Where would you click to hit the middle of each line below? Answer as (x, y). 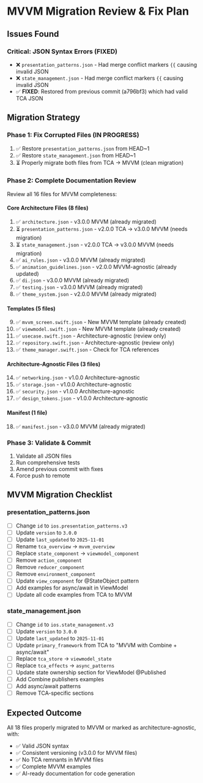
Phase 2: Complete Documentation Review (72, 181)
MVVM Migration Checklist (60, 495)
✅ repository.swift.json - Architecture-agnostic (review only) (95, 343)
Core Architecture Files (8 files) (48, 208)
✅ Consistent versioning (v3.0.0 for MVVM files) (76, 753)
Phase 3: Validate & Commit (49, 442)
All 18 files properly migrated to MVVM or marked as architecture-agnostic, (102, 728)
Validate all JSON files (44, 456)
